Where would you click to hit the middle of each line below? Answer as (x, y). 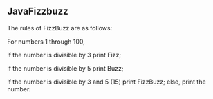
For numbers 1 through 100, (46, 42)
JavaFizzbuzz (38, 11)
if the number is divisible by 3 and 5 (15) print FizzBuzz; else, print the (106, 82)
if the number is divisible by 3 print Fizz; (64, 55)
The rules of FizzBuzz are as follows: (60, 28)
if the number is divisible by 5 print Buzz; (65, 68)
